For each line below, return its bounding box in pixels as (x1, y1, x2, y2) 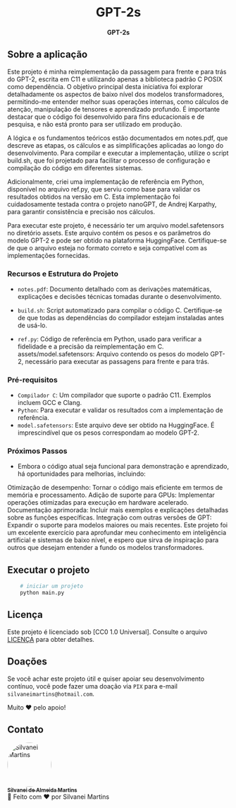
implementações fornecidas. (7, 251, 90, 259)
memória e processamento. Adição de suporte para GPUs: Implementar (7, 491, 215, 499)
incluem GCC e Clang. (17, 399, 82, 407)
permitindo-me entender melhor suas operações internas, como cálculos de (7, 97, 229, 106)
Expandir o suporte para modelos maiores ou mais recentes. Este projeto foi (7, 521, 228, 529)
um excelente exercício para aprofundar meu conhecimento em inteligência (7, 528, 227, 537)
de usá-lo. (17, 321, 48, 329)
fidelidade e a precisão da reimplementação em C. (17, 342, 164, 351)
